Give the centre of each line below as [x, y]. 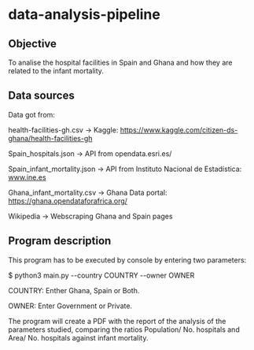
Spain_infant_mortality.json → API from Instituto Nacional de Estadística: [125, 169]
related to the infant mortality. [56, 71]
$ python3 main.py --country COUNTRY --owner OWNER [101, 275]
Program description [60, 241]
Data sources [41, 96]
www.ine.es [27, 177]
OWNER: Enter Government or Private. [70, 306]
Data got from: [31, 114]
